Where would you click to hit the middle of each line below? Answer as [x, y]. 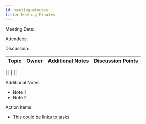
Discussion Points [116, 61]
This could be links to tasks [41, 117]
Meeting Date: [20, 29]
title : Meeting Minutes [30, 15]
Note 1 [19, 92]
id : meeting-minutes [27, 10]
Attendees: [17, 39]
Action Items [18, 107]
